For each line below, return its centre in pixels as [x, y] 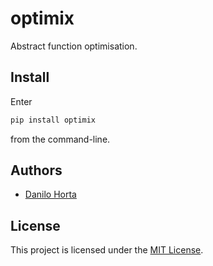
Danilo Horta [50, 194]
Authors [36, 170]
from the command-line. [60, 139]
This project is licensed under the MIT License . [107, 250]
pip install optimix [53, 120]
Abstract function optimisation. [74, 46]
